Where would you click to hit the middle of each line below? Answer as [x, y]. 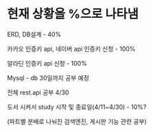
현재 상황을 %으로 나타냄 [73, 14]
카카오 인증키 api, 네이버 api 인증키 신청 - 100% [71, 49]
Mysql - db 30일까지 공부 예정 [48, 78]
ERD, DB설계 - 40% [34, 34]
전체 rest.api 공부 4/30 [38, 92]
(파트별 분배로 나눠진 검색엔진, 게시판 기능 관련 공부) [77, 121]
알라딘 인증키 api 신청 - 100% [47, 63]
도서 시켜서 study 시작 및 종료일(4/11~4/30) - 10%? [77, 107]
